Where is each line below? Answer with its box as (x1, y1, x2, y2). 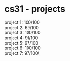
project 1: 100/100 (4, 19, 40, 25)
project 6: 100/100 (4, 45, 41, 51)
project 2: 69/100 (4, 24, 39, 30)
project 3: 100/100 (4, 30, 41, 35)
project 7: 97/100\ (4, 50, 40, 56)
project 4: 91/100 (4, 35, 38, 41)
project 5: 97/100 (4, 40, 39, 46)
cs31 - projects (4, 3, 66, 15)
